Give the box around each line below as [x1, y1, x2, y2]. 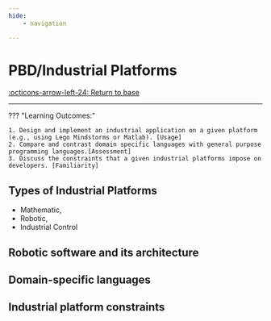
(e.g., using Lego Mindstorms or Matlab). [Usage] [8, 134, 182, 142]
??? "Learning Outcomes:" [8, 110, 96, 121]
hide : [8, 11, 27, 20]
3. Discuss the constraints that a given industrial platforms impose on [8, 155, 262, 163]
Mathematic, [19, 205, 62, 215]
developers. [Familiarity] [8, 162, 99, 170]
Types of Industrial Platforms [8, 183, 157, 198]
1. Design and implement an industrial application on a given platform [8, 127, 258, 135]
